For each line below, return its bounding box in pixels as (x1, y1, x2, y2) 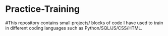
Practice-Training (5, 3, 80, 15)
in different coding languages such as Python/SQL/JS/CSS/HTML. (5, 25, 143, 31)
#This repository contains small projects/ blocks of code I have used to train (5, 20, 163, 26)
